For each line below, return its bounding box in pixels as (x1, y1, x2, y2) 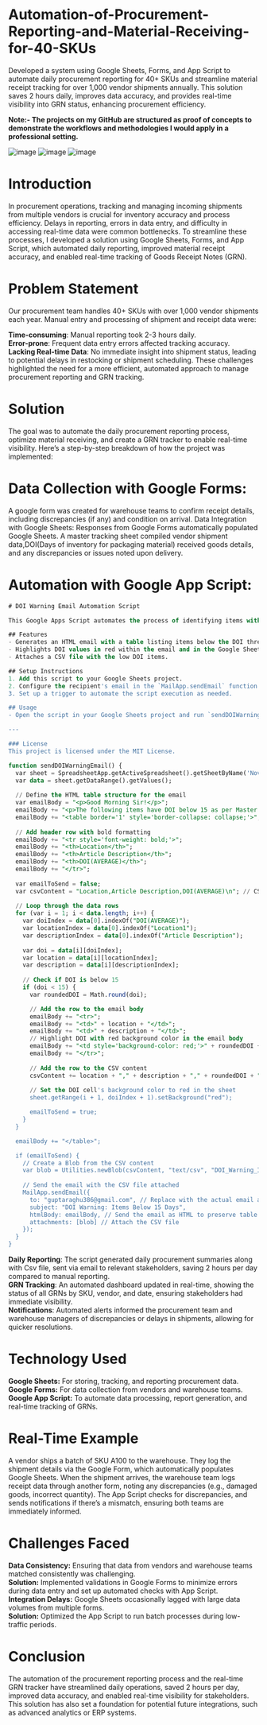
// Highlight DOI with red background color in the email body (29, 1035, 244, 1043)
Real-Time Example (8, 1429, 139, 1448)
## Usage (8, 704, 37, 712)
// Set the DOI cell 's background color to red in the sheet (29, 1087, 237, 1095)
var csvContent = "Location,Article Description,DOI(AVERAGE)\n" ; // (15, 887, 250, 895)
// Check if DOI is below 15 (22, 976, 119, 984)
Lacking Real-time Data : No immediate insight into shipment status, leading (8, 347, 257, 356)
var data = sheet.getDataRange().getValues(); (15, 777, 172, 785)
